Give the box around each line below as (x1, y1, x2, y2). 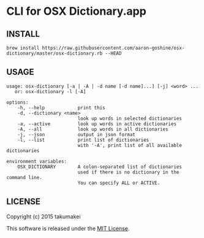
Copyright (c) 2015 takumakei (6, 213, 81, 220)
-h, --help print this (17, 104, 105, 111)
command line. (6, 174, 43, 180)
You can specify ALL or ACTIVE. (77, 180, 161, 186)
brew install (6, 45, 40, 51)
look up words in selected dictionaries (77, 115, 183, 121)
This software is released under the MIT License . (6, 225, 130, 232)
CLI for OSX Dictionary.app (6, 4, 147, 18)
